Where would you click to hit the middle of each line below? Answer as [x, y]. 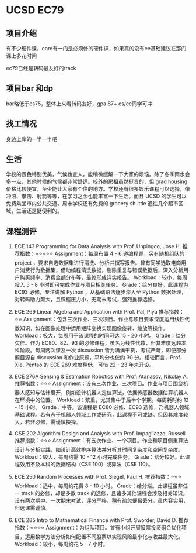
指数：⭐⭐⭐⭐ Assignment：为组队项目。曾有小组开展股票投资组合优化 [98, 528]
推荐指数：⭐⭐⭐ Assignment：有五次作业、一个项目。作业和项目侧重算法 [101, 441]
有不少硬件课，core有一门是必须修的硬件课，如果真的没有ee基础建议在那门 [96, 48]
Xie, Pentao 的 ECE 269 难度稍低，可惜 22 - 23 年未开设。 [84, 365]
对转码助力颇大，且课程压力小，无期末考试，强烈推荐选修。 [86, 300]
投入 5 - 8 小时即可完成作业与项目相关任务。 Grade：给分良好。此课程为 [101, 285]
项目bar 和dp [30, 88]
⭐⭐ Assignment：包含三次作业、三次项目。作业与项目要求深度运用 [94, 319]
